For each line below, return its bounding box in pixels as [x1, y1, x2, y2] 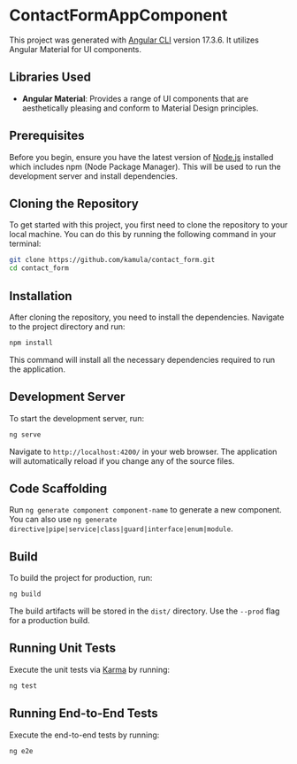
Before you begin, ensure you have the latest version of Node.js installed [9, 151, 274, 162]
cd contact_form [9, 264, 69, 273]
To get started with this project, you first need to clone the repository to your [9, 220, 288, 230]
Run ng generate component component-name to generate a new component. [9, 505, 283, 515]
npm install [9, 338, 53, 347]
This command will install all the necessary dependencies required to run [9, 354, 276, 365]
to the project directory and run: [9, 320, 126, 332]
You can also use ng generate [9, 514, 118, 525]
